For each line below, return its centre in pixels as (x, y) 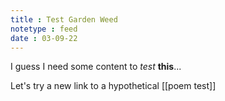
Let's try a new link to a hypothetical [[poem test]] (113, 86)
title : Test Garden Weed (64, 19)
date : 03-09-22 (44, 38)
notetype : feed (44, 29)
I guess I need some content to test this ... (96, 67)
